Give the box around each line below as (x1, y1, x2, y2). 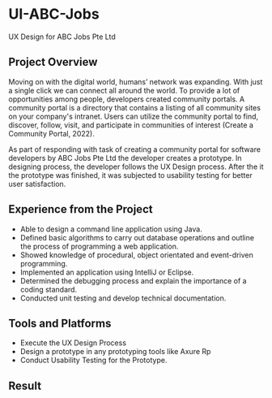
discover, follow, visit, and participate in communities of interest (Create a (8, 119, 253, 130)
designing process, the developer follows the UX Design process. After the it (8, 162, 264, 171)
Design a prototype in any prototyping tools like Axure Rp (19, 347, 211, 357)
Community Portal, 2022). (8, 128, 95, 138)
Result (8, 379, 42, 392)
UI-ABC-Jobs (8, 5, 100, 24)
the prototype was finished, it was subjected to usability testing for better (8, 170, 253, 180)
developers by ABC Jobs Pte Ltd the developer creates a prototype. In (8, 153, 242, 162)
